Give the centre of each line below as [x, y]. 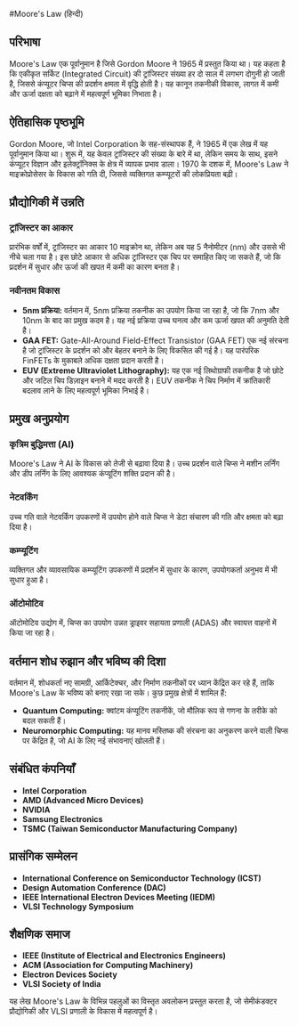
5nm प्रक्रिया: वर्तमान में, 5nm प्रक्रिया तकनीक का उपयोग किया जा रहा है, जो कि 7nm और [151, 310]
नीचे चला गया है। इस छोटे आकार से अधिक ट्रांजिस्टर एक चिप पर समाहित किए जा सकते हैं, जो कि [145, 257]
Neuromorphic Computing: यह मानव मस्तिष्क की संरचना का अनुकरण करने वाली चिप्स [155, 731]
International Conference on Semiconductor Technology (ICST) [142, 878]
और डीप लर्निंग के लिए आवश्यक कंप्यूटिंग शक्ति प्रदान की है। [93, 474]
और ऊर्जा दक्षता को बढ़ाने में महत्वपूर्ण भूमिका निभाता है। [86, 94]
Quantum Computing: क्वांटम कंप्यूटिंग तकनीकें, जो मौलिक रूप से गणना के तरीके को [149, 711]
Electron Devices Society [69, 974]
